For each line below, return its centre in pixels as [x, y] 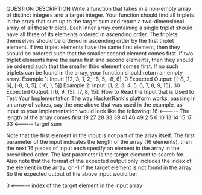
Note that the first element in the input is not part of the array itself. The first [100, 135]
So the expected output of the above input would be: [72, 174]
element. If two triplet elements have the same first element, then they [93, 47]
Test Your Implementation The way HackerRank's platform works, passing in [101, 98]
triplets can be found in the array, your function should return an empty [95, 73]
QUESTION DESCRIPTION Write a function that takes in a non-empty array [99, 9]
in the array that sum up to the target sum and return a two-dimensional [95, 21]
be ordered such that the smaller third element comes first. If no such [93, 66]
